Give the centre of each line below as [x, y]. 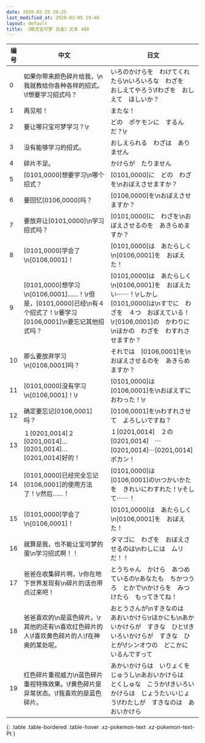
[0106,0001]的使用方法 [58, 485]
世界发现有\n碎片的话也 [63, 583]
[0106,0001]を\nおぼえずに [151, 391]
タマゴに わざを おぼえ [147, 540]
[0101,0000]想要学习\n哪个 [64, 175]
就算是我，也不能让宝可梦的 [63, 544]
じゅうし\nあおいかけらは [147, 675]
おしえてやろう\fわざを [143, 91]
